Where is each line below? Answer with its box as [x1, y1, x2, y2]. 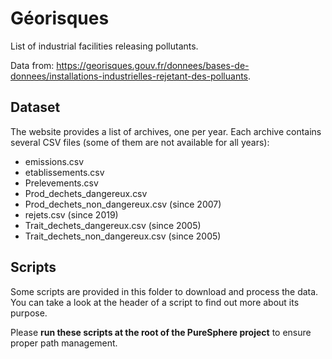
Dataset [10, 99, 61, 116]
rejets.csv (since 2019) [24, 208, 119, 221]
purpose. [10, 307, 48, 319]
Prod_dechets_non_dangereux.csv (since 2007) [24, 198, 222, 210]
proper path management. [10, 337, 118, 349]
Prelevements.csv [24, 177, 99, 189]
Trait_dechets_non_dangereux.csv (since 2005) [24, 230, 222, 242]
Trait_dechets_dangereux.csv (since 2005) [24, 219, 202, 231]
